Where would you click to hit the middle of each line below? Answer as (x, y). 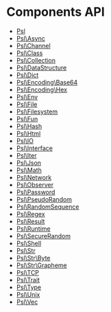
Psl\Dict (27, 75)
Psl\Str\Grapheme (41, 265)
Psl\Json (29, 163)
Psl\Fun (27, 118)
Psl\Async (30, 38)
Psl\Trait (28, 280)
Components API (56, 12)
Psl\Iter (26, 155)
